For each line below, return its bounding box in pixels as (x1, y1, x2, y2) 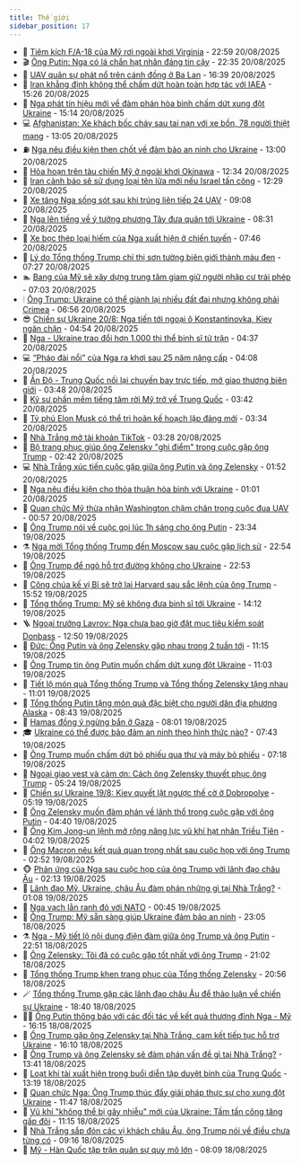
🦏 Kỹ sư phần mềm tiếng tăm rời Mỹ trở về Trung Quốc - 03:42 (21, 393, 254, 404)
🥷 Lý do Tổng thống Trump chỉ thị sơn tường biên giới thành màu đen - (21, 251, 281, 262)
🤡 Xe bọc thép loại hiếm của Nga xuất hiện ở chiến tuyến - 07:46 (21, 233, 262, 243)
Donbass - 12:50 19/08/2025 (21, 630, 128, 641)
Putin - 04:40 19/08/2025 (21, 816, 117, 826)
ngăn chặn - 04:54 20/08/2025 (21, 322, 139, 333)
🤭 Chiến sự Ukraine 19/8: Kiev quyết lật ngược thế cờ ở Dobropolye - (21, 787, 275, 798)
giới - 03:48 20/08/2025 (21, 384, 114, 395)
